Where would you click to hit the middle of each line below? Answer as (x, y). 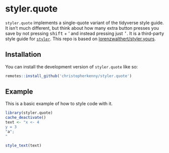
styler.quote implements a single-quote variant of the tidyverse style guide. (84, 23)
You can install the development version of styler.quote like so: (72, 66)
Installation (23, 55)
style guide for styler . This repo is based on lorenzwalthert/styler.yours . (81, 39)
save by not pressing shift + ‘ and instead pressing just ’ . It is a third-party (85, 33)
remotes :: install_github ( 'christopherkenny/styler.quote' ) (69, 76)
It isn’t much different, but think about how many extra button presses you (82, 28)
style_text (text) (23, 145)
